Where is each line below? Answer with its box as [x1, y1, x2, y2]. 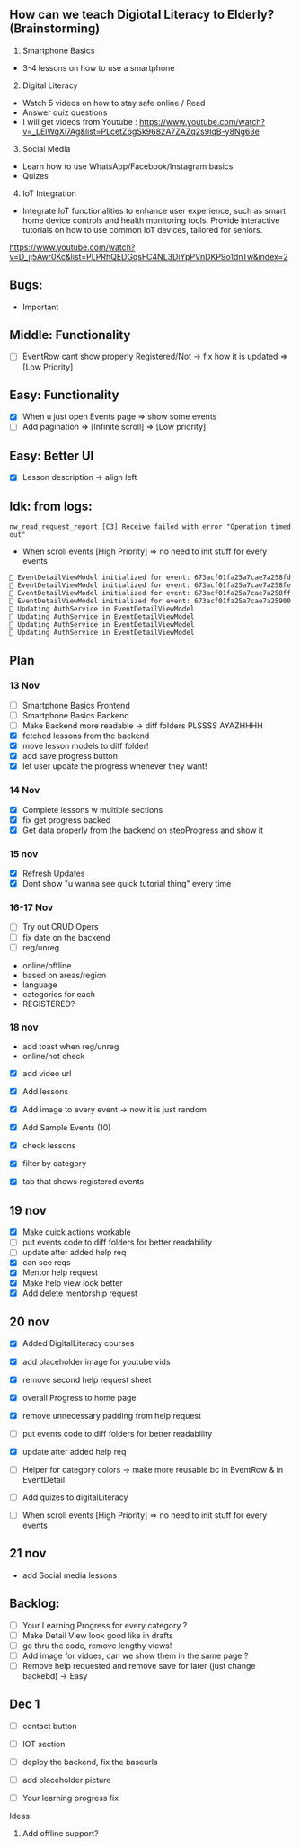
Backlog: [9, 1596, 60, 1611]
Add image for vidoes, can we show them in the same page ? [22, 1650, 249, 1661]
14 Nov [9, 784, 40, 797]
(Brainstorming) [9, 22, 101, 37]
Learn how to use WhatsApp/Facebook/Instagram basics [22, 161, 234, 172]
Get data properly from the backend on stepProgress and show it [22, 825, 263, 835]
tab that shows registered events [22, 1176, 145, 1187]
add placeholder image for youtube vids [22, 1356, 171, 1367]
